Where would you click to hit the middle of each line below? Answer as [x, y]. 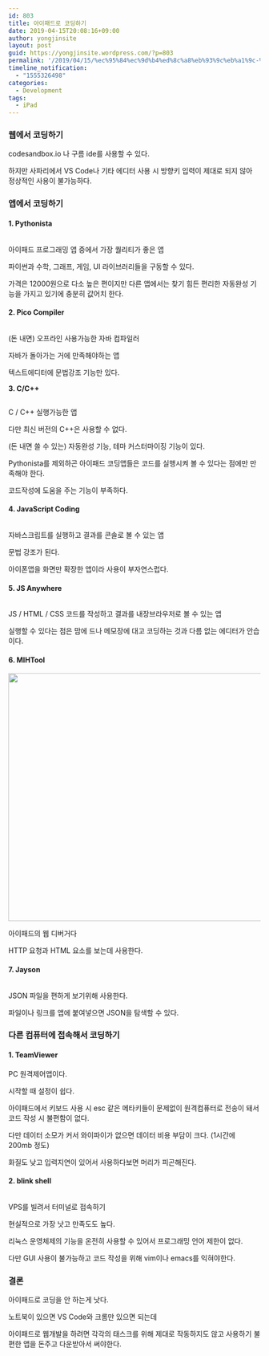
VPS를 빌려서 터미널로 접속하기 [57, 1207]
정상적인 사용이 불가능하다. [50, 181]
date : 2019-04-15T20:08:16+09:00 [64, 31]
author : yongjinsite [43, 38]
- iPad [26, 105]
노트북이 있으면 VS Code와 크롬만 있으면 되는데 [83, 1317]
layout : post [30, 46]
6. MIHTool [27, 660]
